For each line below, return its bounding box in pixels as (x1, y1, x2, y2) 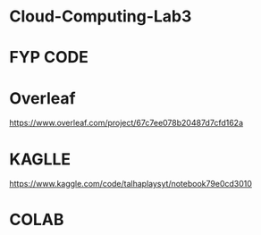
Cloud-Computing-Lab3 (9, 6, 192, 27)
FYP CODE (9, 47, 89, 68)
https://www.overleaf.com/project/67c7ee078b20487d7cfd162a (9, 118, 244, 129)
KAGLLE (9, 149, 72, 169)
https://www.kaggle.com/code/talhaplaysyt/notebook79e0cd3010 (9, 179, 253, 189)
